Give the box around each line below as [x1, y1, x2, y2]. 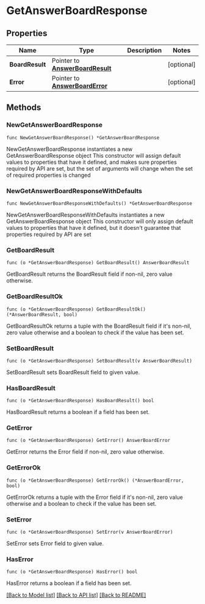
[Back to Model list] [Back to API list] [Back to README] [6, 591, 146, 599]
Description [127, 46, 162, 54]
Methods [6, 102, 41, 113]
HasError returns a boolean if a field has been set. [6, 580, 132, 587]
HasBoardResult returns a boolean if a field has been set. [6, 408, 150, 416]
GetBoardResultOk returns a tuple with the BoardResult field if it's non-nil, [6, 322, 192, 330]
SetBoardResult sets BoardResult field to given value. [6, 368, 140, 376]
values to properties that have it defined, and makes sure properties [6, 158, 177, 166]
